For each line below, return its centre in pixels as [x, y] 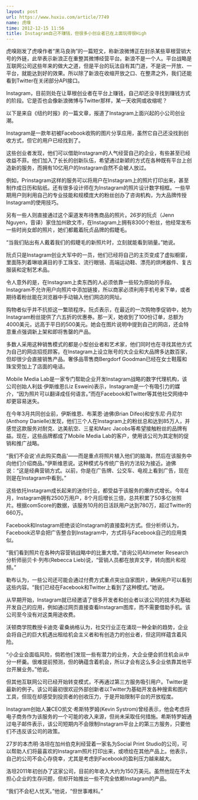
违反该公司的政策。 [39, 731]
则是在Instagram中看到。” [36, 478]
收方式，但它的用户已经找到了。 [45, 141]
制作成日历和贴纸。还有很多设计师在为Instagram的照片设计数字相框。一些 [96, 188]
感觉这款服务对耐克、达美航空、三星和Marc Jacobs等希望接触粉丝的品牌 [94, 428]
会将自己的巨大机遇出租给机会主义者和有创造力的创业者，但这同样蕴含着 [94, 635]
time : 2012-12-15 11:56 [35, 28]
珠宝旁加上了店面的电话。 [37, 366]
